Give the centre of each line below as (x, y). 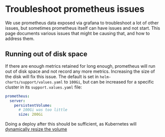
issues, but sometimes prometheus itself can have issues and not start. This (82, 28)
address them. (20, 39)
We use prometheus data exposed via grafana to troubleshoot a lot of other (82, 23)
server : (18, 101)
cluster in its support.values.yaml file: (44, 87)
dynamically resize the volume (36, 129)
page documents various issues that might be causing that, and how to (78, 33)
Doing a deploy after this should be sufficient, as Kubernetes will (71, 124)
